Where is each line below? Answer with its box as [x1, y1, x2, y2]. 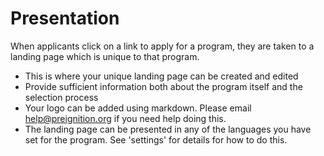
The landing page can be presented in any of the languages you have [24, 123, 312, 135]
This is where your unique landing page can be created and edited [24, 70, 299, 82]
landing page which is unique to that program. [10, 50, 200, 62]
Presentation [10, 7, 120, 30]
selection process [24, 91, 99, 103]
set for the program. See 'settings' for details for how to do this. [24, 133, 288, 146]
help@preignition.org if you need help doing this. [24, 112, 227, 124]
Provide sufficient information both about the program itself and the [24, 80, 303, 92]
